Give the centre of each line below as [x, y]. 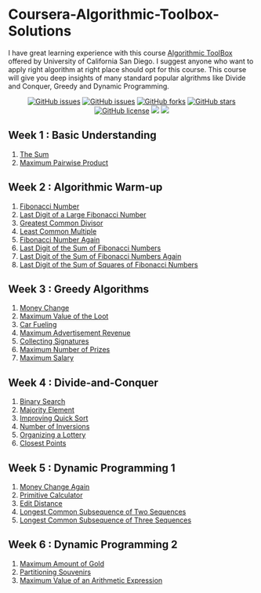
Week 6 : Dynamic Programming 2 [93, 545]
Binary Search [42, 402]
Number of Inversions [54, 427]
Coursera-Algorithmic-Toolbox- [114, 15]
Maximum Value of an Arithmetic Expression [91, 580]
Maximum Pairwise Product [63, 162]
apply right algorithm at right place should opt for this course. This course [127, 69]
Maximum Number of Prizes [65, 350]
